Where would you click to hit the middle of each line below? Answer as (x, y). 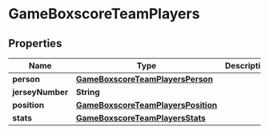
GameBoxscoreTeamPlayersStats (141, 118)
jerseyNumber (40, 92)
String (88, 92)
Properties (35, 43)
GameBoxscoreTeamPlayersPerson (145, 79)
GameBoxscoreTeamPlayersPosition (147, 105)
